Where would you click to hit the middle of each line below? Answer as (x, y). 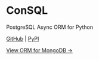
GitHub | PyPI (23, 38)
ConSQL (27, 10)
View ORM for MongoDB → (39, 50)
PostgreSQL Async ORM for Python (50, 27)
